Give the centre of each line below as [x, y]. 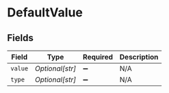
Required [98, 57]
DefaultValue [45, 13]
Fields [21, 38]
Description [139, 57]
